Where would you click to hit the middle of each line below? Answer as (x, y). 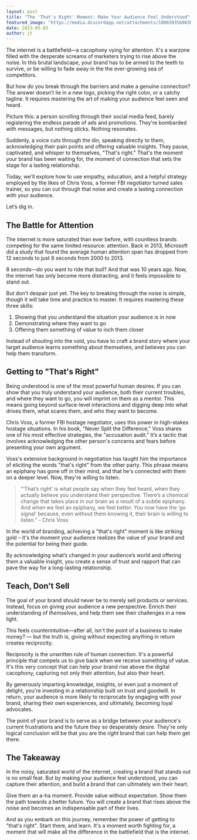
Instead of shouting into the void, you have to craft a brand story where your (98, 340)
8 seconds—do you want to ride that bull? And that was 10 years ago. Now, (97, 269)
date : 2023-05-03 (27, 28)
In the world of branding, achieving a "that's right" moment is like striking (94, 531)
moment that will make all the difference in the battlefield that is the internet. (98, 832)
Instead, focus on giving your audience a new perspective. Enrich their (91, 606)
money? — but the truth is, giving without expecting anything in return (91, 636)
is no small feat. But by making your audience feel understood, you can (92, 778)
